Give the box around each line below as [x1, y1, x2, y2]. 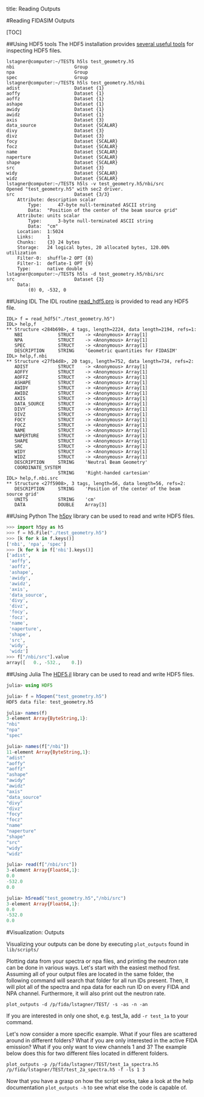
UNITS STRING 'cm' [14, 497, 97, 503]
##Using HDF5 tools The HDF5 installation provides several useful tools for [6, 41, 194, 47]
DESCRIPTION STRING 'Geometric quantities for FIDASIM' [14, 348, 178, 354]
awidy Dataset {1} [6, 106, 104, 112]
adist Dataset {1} [6, 85, 104, 91]
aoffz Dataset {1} [6, 96, 104, 102]
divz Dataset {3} [6, 133, 104, 139]
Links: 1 [17, 234, 50, 240]
